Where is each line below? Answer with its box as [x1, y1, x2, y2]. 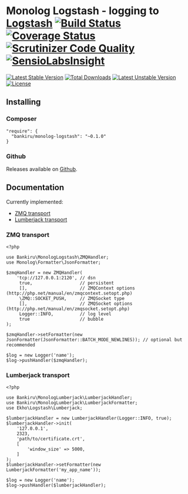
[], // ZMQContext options [19, 285, 135, 291]
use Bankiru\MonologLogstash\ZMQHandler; [6, 255, 109, 261]
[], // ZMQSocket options [19, 301, 133, 307]
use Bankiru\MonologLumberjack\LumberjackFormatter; [6, 400, 138, 406]
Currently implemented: [6, 198, 63, 205]
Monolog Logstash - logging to [6, 4, 160, 18]
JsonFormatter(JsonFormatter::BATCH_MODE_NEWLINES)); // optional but [6, 337, 183, 343]
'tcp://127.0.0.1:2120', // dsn [16, 275, 96, 281]
